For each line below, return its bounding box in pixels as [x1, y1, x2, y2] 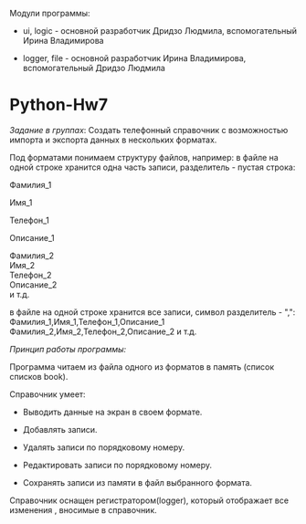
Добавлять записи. [22, 424, 98, 435]
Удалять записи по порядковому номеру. [22, 442, 185, 453]
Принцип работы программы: [9, 343, 127, 354]
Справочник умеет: [9, 388, 86, 400]
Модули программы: [9, 8, 90, 18]
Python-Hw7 [9, 95, 108, 115]
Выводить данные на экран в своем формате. [22, 406, 203, 417]
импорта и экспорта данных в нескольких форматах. [9, 134, 217, 145]
